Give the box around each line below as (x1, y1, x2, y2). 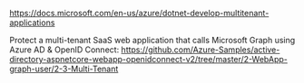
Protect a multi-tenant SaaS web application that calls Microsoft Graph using (9, 35, 296, 45)
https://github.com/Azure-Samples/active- (121, 44, 280, 55)
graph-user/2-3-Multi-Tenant (9, 63, 119, 74)
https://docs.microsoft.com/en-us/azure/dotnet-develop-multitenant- (9, 8, 270, 18)
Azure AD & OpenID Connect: (9, 44, 120, 55)
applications (9, 17, 55, 28)
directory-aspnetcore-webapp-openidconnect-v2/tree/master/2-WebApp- (9, 54, 288, 64)
